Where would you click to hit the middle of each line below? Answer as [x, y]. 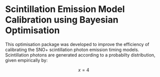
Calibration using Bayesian [62, 20]
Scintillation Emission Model [65, 9]
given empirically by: [26, 60]
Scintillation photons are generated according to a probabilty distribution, [80, 55]
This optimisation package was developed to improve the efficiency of [77, 44]
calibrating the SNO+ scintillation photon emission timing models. [72, 49]
